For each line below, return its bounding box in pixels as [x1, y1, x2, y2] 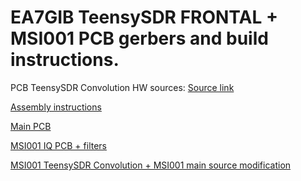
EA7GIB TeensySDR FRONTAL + [10, 6, 278, 29]
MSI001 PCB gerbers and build [10, 27, 269, 50]
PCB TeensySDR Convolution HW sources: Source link [10, 81, 235, 93]
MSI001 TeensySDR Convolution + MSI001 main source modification [10, 159, 292, 171]
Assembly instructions [10, 101, 102, 113]
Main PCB [10, 120, 52, 132]
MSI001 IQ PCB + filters [10, 139, 107, 151]
